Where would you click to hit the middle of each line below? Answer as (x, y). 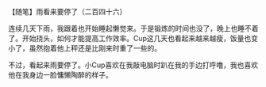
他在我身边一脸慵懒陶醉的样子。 (60, 75)
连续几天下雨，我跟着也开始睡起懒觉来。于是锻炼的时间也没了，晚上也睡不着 (133, 28)
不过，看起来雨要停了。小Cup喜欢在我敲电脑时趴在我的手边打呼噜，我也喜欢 (133, 65)
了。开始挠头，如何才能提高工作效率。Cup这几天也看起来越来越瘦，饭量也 (130, 38)
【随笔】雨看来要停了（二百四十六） (67, 11)
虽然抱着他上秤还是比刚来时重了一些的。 (95, 48)
